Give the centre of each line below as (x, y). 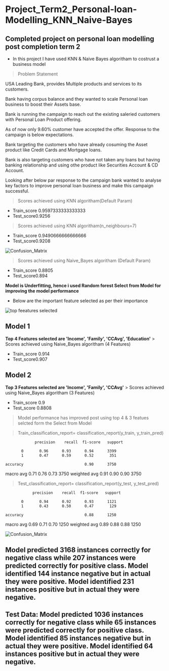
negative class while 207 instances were (71, 558)
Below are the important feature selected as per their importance (80, 301)
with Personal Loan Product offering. (44, 119)
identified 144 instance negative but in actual (78, 574)
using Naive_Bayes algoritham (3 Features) (50, 393)
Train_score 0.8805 (33, 270)
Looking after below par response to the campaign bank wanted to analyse (83, 180)
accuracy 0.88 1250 (61, 515)
